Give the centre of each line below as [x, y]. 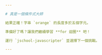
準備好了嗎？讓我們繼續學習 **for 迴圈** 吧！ [48, 32]
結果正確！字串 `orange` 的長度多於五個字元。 [48, 23]
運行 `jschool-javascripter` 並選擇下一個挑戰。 [52, 41]
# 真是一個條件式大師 [24, 14]
